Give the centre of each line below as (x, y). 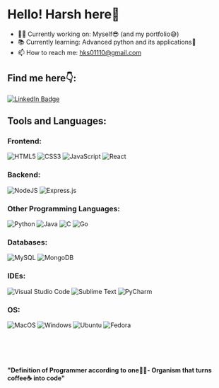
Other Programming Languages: (64, 208)
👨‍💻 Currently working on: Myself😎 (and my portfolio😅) (98, 34)
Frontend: (25, 141)
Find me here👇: (42, 78)
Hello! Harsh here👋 (64, 14)
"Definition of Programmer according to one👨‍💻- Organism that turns (109, 370)
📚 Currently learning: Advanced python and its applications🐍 (107, 42)
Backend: (24, 175)
